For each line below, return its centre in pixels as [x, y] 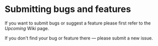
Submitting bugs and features [68, 9]
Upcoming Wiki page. [27, 28]
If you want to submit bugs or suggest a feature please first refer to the [78, 23]
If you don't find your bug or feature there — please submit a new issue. [79, 38]
